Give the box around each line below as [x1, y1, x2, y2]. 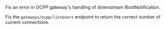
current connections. [5, 19, 50, 25]
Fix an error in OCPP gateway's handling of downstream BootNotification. [5, 4, 160, 10]
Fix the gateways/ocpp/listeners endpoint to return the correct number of [5, 14, 161, 19]
